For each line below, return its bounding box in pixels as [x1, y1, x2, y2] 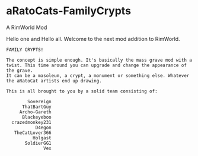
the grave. [6, 67, 33, 74]
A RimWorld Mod [6, 24, 47, 31]
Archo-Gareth [19, 109, 52, 115]
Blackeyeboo [21, 114, 52, 120]
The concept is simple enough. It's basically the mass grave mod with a [6, 57, 193, 63]
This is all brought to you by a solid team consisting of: [6, 88, 158, 94]
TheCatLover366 [14, 129, 52, 136]
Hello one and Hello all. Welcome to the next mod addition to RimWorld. [6, 35, 180, 42]
